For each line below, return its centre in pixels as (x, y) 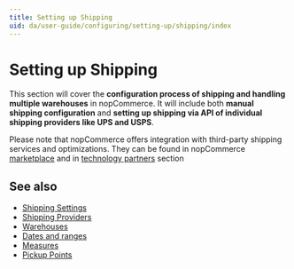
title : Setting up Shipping (61, 17)
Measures (40, 246)
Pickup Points (47, 255)
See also (33, 186)
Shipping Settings (54, 208)
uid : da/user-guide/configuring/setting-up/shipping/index (120, 26)
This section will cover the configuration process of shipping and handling (147, 94)
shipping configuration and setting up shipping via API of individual (136, 113)
